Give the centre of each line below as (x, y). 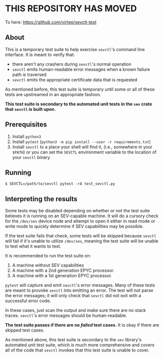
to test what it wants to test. (33, 246)
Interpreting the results (41, 199)
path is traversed (29, 75)
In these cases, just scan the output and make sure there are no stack (76, 310)
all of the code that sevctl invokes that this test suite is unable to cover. (77, 350)
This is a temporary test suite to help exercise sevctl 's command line (75, 49)
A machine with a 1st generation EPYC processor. (62, 276)
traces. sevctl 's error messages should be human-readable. (66, 316)
